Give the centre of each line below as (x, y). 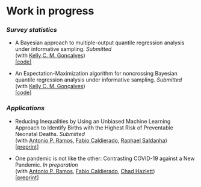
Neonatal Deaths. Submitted (50, 134)
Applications (26, 108)
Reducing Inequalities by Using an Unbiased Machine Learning (93, 121)
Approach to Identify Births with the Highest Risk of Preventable (94, 128)
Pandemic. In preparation (46, 165)
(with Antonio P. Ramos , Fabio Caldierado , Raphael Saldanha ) (91, 140)
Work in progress (50, 11)
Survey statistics (32, 30)
